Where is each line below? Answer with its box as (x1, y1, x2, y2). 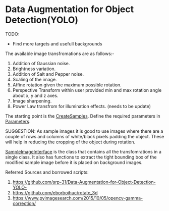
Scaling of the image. (12, 76, 57, 82)
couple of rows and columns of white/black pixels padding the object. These (5, 133, 164, 139)
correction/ (12, 200, 36, 206)
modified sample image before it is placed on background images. (5, 159, 143, 165)
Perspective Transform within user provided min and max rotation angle (12, 87, 162, 93)
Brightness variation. (12, 66, 56, 72)
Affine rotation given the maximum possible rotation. (12, 82, 122, 88)
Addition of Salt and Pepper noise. (12, 71, 84, 77)
